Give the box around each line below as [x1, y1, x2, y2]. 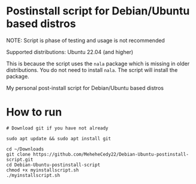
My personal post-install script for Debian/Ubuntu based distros [6, 84, 164, 91]
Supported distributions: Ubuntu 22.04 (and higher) [6, 48, 134, 55]
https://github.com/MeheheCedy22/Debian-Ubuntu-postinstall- [32, 151, 189, 157]
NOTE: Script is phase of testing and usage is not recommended [6, 37, 165, 44]
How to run [6, 105, 62, 119]
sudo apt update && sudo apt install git [6, 135, 111, 141]
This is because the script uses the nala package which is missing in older [6, 60, 190, 67]
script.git [6, 156, 34, 162]
